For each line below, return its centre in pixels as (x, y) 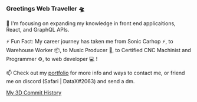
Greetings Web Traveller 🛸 (45, 8)
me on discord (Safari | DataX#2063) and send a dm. (70, 81)
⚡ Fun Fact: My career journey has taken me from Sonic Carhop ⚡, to (90, 42)
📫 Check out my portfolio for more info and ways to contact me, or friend (96, 73)
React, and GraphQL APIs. (38, 30)
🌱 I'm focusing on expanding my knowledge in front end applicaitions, (91, 23)
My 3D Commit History (34, 93)
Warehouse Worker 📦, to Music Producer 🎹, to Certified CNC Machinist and (99, 50)
